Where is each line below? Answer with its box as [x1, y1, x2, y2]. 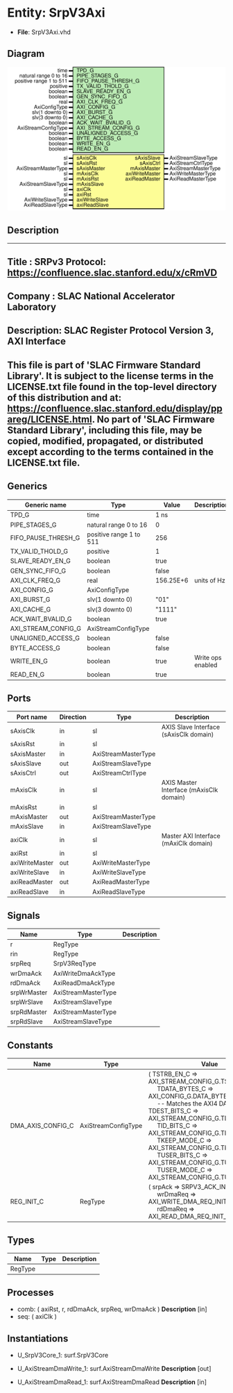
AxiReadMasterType [92, 878, 150, 886]
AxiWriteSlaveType [92, 868, 146, 877]
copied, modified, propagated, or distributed [7, 435, 204, 447]
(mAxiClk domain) [161, 839, 213, 847]
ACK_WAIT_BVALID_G [10, 614, 72, 623]
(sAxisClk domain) [161, 730, 214, 738]
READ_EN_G [10, 670, 45, 679]
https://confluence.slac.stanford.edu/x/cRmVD [7, 267, 218, 278]
